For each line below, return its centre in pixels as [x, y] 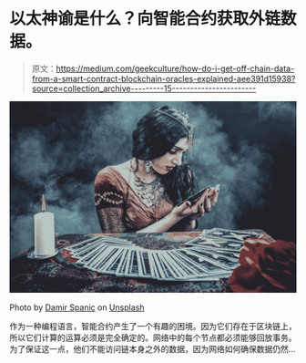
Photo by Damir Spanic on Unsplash [77, 307]
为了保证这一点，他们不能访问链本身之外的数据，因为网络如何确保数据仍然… [153, 348]
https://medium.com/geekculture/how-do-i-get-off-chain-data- [175, 68]
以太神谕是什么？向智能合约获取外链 [145, 19]
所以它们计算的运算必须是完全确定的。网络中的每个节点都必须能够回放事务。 [153, 337]
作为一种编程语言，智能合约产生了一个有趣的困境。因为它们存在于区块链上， [153, 326]
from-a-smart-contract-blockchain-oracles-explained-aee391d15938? [163, 78]
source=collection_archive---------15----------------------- [144, 88]
